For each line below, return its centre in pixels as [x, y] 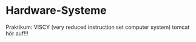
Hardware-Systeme [56, 10]
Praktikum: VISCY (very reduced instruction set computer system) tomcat [98, 27]
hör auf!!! [17, 33]
